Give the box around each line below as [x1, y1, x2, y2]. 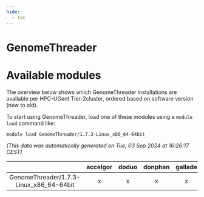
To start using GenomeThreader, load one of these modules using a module [6, 113, 193, 120]
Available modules [6, 68, 101, 82]
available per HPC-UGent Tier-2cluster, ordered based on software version [6, 95, 194, 102]
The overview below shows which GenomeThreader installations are [6, 88, 177, 96]
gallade [175, 162, 198, 171]
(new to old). [6, 101, 38, 109]
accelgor [86, 162, 113, 171]
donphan [143, 162, 170, 171]
